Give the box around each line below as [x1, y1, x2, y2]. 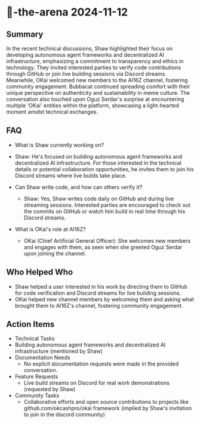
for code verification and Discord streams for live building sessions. [14, 289, 181, 296]
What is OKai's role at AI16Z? [14, 225, 86, 233]
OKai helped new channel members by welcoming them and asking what [14, 295, 194, 303]
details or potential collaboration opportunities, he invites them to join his [14, 165, 194, 172]
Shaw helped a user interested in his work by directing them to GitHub [14, 283, 188, 290]
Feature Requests [14, 373, 59, 380]
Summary [6, 29, 44, 39]
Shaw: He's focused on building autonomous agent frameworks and [14, 153, 183, 160]
